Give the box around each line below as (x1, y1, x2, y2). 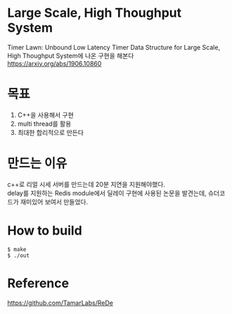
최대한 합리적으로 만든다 (17, 128, 84, 136)
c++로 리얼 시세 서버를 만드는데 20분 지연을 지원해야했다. (7, 180, 165, 188)
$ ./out (7, 251, 30, 259)
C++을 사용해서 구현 (17, 110, 74, 119)
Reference (7, 275, 69, 291)
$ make (7, 246, 27, 253)
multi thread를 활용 (17, 119, 72, 128)
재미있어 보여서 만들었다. (20, 197, 89, 206)
